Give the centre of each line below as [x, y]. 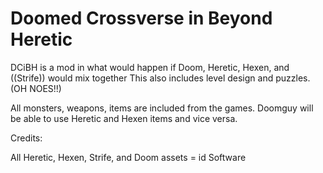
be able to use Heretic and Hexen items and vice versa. [124, 118]
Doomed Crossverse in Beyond [141, 18]
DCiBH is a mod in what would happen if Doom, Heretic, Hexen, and [150, 67]
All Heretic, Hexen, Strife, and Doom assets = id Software [128, 157]
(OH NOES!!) [36, 88]
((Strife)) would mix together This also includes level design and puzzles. [160, 78]
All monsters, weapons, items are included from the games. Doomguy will [162, 108]
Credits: [26, 138]
